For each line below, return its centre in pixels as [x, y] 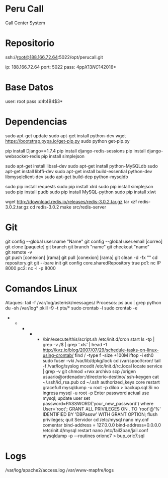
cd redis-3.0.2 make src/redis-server [68, 207]
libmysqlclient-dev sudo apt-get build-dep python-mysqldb [67, 177]
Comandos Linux [41, 288]
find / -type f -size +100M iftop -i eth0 [114, 355]
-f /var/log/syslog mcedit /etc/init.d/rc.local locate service [102, 366]
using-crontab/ [58, 355]
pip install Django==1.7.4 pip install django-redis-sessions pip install [75, 151]
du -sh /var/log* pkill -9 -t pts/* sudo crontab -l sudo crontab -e [71, 308]
